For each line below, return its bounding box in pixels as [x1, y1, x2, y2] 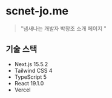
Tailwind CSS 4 [14, 67, 53, 74]
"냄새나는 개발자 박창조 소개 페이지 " [20, 25, 107, 32]
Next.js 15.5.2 [14, 60, 48, 67]
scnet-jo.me [5, 4, 69, 18]
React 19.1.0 [14, 79, 44, 87]
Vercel [14, 86, 31, 93]
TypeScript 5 [14, 73, 47, 81]
